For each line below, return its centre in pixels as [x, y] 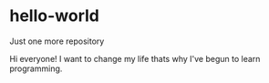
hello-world [55, 16]
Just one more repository [57, 41]
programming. [36, 68]
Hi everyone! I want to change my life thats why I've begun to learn [135, 58]
